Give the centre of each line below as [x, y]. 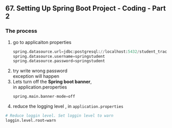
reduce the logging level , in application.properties [68, 106]
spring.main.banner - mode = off [44, 97]
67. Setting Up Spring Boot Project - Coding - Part [85, 8]
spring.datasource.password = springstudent [59, 61]
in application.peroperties [40, 87]
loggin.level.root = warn [31, 121]
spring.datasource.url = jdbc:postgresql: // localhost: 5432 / [76, 51]
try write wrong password [40, 71]
